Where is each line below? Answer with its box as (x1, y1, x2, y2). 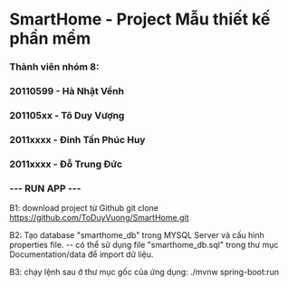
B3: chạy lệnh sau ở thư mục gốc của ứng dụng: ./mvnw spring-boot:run (9, 267, 279, 278)
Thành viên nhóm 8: (9, 61, 100, 73)
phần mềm (9, 28, 91, 49)
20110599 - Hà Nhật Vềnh (9, 85, 125, 98)
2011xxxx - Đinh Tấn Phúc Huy (9, 133, 146, 146)
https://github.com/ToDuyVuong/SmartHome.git (9, 213, 189, 224)
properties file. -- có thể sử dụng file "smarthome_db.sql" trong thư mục (9, 240, 279, 251)
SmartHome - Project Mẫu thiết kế (9, 9, 271, 30)
